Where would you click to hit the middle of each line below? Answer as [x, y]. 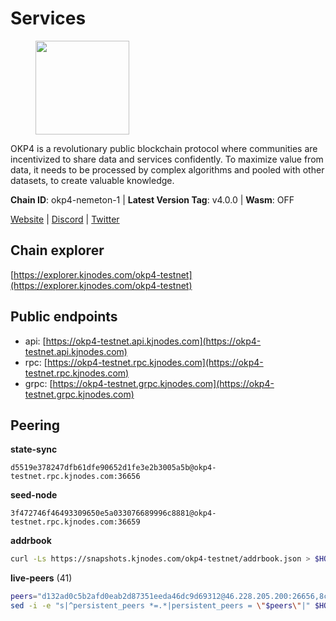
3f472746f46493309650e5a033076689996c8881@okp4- [113, 513]
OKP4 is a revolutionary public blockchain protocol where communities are [164, 148]
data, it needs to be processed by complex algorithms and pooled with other [167, 169]
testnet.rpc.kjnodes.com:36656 [75, 477]
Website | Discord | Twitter [65, 219]
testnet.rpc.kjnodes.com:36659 [75, 522]
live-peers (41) [41, 578]
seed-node [34, 495]
